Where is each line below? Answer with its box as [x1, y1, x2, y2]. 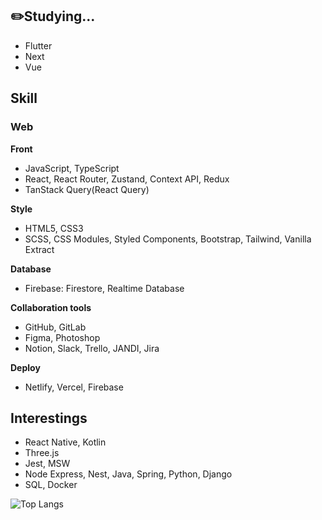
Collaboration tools [10, 301, 92, 313]
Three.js [24, 447, 60, 459]
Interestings [10, 409, 88, 427]
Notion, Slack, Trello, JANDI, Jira [24, 342, 160, 354]
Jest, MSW [24, 458, 71, 470]
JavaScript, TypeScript [24, 162, 120, 174]
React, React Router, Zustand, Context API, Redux [24, 173, 230, 185]
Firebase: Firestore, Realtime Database [24, 282, 185, 294]
